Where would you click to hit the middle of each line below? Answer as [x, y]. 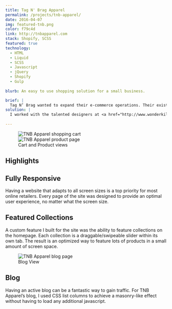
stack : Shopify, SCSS [28, 39]
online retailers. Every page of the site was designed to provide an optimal [84, 196]
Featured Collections [39, 218]
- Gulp [17, 81]
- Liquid [19, 58]
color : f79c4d [20, 29]
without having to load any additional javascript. [56, 301]
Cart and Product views [43, 145]
